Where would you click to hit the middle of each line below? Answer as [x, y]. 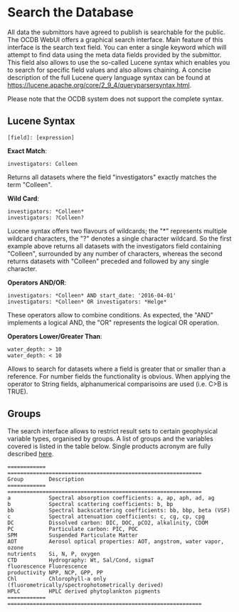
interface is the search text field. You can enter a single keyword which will [117, 47]
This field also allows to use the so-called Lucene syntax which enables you [119, 62]
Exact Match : [27, 151]
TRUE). [18, 391]
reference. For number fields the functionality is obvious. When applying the [119, 376]
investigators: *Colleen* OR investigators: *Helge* [87, 302]
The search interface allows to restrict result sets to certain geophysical [113, 431]
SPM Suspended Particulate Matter [73, 535]
